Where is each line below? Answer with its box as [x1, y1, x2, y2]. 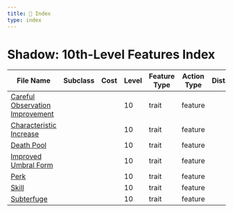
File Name [16, 76, 51, 85]
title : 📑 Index [7, 10, 51, 17]
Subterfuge [10, 194, 48, 204]
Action [182, 71, 205, 81]
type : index [7, 17, 42, 24]
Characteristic [10, 121, 57, 130]
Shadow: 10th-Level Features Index [7, 46, 216, 62]
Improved [10, 152, 42, 162]
